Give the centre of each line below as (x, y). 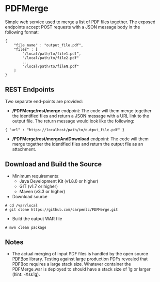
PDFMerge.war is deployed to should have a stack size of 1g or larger (81, 269)
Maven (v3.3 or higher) (42, 191)
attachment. (24, 149)
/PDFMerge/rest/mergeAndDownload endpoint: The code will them (80, 139)
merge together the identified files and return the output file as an (78, 144)
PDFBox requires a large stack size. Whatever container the (72, 264)
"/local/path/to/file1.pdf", (52, 54)
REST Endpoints (30, 90)
